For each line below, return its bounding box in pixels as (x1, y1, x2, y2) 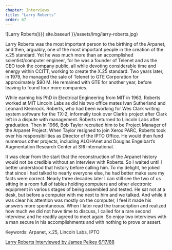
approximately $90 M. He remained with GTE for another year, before (5, 79, 152, 85)
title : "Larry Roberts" (5, 12, 56, 17)
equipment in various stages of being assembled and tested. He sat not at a (5, 186, 165, 193)
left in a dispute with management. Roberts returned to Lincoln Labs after (5, 117, 160, 123)
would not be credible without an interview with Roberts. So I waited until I (5, 159, 162, 165)
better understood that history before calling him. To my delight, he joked (5, 165, 160, 171)
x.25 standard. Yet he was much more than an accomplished (5, 52, 133, 58)
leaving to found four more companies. (5, 85, 88, 91)
